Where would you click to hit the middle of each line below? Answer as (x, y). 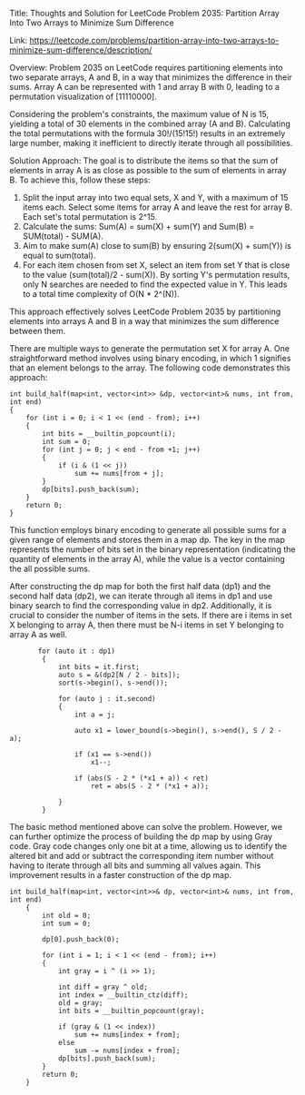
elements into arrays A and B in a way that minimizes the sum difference (144, 321)
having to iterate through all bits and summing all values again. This (135, 865)
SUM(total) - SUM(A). (63, 236)
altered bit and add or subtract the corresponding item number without (142, 856)
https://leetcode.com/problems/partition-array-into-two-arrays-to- (154, 40)
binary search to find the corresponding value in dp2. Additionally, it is (141, 606)
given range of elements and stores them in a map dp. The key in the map (148, 540)
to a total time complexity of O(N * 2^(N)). (101, 294)
